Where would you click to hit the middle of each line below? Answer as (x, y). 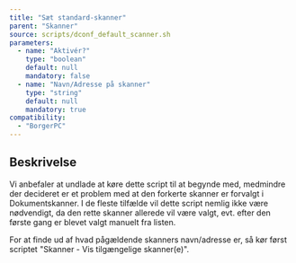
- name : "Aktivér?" (54, 51)
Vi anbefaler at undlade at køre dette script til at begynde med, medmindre (148, 184)
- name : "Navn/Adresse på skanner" (84, 84)
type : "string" (54, 92)
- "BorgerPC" (42, 127)
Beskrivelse (43, 162)
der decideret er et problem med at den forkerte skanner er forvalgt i (136, 193)
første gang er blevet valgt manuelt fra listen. (93, 222)
